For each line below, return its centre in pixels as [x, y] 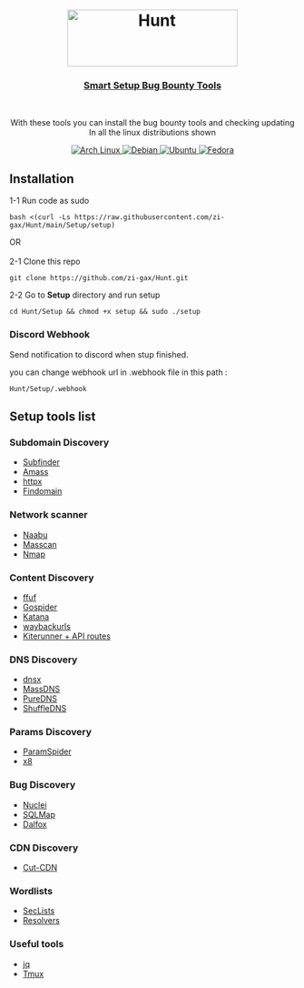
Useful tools [37, 944]
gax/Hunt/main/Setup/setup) [63, 226]
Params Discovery [51, 732]
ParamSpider [47, 751]
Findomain [42, 491]
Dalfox [34, 824]
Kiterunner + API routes [67, 636]
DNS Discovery [44, 660]
